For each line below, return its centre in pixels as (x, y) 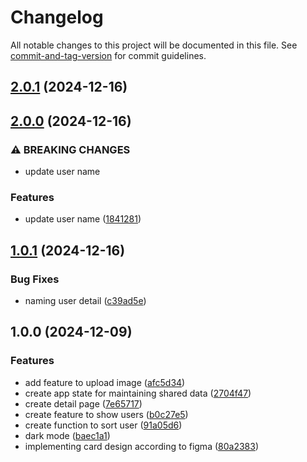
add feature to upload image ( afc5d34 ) (105, 382)
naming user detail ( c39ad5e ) (85, 300)
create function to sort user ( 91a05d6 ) (103, 425)
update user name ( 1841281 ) (83, 219)
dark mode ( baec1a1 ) (67, 435)
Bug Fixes (35, 279)
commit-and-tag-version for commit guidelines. (108, 55)
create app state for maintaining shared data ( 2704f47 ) (138, 393)
